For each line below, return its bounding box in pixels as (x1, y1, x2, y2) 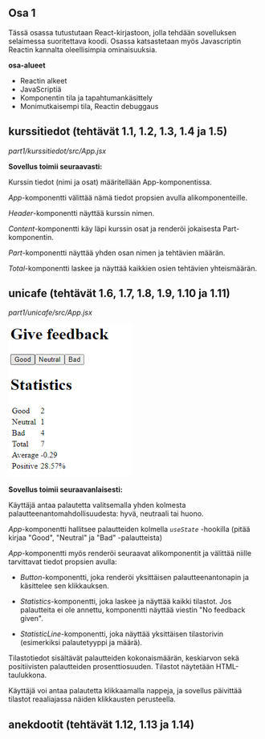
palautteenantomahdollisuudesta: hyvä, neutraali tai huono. (8, 509, 204, 518)
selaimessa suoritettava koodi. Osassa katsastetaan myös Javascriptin (8, 36, 242, 46)
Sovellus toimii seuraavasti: (8, 161, 103, 171)
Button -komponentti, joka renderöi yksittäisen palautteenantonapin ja (19, 573, 249, 583)
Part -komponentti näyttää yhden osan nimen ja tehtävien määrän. (8, 248, 226, 258)
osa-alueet (8, 60, 46, 70)
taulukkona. (8, 670, 47, 680)
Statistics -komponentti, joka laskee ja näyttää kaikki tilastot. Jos (19, 597, 232, 607)
